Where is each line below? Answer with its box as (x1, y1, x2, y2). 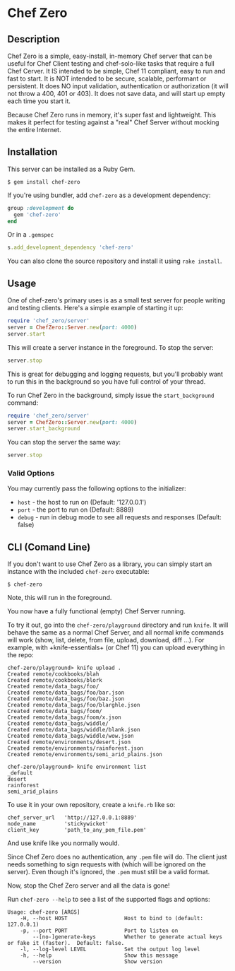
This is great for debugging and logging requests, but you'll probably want (7, 370, 224, 378)
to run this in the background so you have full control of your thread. (7, 377, 206, 386)
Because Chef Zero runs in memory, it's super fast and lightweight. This (7, 111, 217, 119)
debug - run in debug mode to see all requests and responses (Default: (17, 513, 222, 522)
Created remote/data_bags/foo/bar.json (7, 689, 125, 697)
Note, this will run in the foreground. (7, 594, 112, 602)
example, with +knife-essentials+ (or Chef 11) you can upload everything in (7, 643, 225, 652)
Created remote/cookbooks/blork (7, 677, 102, 684)
